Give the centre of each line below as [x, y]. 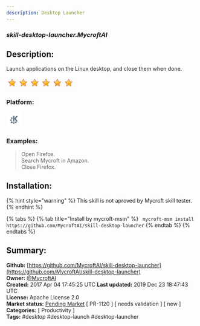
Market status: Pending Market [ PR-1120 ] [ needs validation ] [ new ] [94, 304]
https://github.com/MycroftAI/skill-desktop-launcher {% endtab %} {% [98, 225]
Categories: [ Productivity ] [40, 310]
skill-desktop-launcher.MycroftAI [57, 34]
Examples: [22, 141]
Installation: [29, 186]
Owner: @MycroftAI [31, 278]
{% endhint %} [25, 207]
